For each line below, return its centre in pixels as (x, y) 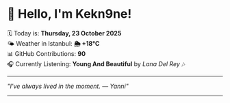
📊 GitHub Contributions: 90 (47, 53)
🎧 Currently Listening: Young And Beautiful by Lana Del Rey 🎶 (96, 63)
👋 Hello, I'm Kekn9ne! (69, 14)
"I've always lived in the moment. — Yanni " (68, 86)
